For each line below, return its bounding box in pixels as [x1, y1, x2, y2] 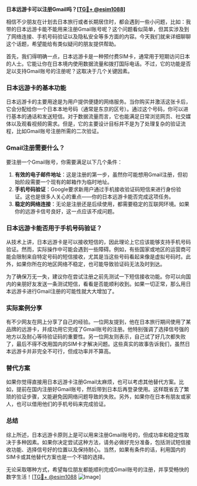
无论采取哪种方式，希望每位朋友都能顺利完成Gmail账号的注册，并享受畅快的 [6, 465, 189, 473]
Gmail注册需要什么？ [6, 144, 66, 152]
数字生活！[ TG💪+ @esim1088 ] [6, 473, 101, 480]
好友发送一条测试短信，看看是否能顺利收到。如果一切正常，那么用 [26, 280, 186, 287]
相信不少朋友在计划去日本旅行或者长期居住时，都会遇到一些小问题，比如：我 [6, 18, 191, 25]
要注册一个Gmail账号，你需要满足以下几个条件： [6, 158, 123, 166]
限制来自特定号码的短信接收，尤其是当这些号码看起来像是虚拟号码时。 [16, 253, 186, 260]
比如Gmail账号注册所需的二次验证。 [16, 128, 103, 135]
